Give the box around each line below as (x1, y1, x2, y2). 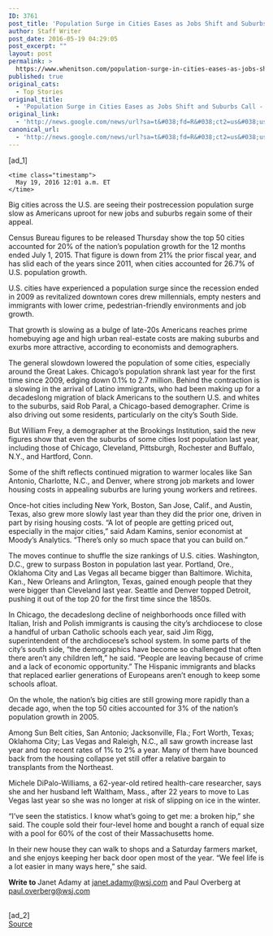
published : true (8, 72, 63, 81)
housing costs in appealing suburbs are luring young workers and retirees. (8, 484, 258, 494)
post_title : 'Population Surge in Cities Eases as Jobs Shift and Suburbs (8, 20, 267, 28)
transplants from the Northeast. (8, 762, 114, 772)
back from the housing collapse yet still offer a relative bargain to (8, 754, 226, 763)
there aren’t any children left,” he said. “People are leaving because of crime (8, 653, 264, 663)
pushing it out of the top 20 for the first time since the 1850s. (8, 593, 212, 603)
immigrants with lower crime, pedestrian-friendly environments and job (8, 300, 246, 310)
